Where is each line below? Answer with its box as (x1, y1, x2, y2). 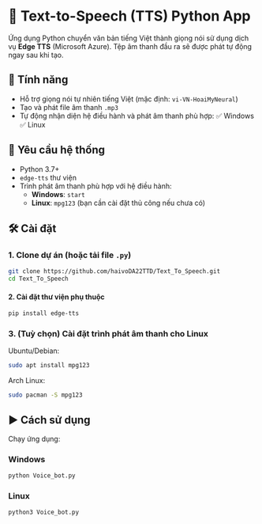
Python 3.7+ (19, 164, 60, 173)
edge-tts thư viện (19, 173, 77, 182)
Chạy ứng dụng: (8, 434, 61, 443)
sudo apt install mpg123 (8, 362, 90, 370)
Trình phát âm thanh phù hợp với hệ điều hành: (19, 181, 172, 191)
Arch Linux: (8, 376, 46, 385)
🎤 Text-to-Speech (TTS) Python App (8, 7, 251, 25)
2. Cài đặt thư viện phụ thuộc (8, 292, 105, 302)
